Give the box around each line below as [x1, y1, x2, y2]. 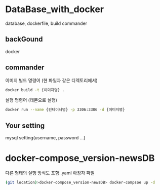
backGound [5, 35, 43, 44]
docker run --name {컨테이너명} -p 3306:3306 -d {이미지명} [5, 107, 125, 112]
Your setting [5, 121, 45, 130]
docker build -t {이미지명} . [5, 87, 65, 92]
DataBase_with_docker [5, 4, 104, 15]
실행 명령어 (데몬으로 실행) [5, 97, 57, 103]
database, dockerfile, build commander [5, 20, 88, 26]
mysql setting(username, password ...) [5, 135, 86, 141]
